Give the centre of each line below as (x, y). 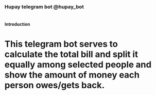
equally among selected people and (78, 64)
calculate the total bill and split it (71, 54)
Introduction (17, 24)
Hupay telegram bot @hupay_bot (44, 7)
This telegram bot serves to (61, 44)
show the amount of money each (72, 75)
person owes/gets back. (55, 85)
